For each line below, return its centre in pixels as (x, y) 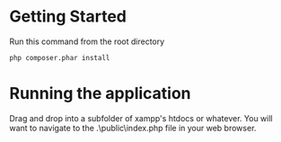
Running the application (100, 94)
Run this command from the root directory (87, 41)
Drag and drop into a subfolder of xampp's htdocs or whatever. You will (141, 118)
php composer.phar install (60, 58)
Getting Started (68, 17)
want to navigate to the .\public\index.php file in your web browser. (133, 128)
